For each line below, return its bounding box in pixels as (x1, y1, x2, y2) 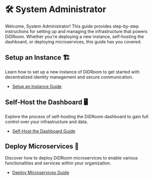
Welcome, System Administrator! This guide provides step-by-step (5, 23, 139, 29)
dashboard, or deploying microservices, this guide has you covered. (5, 38, 142, 44)
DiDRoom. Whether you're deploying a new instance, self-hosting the (5, 34, 144, 39)
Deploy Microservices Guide (12, 170, 70, 176)
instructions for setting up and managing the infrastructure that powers (5, 28, 148, 34)
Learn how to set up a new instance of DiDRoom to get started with (5, 69, 140, 74)
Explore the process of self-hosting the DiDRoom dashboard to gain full (5, 113, 149, 119)
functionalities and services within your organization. (5, 160, 111, 166)
